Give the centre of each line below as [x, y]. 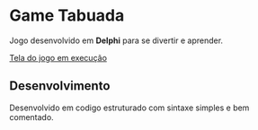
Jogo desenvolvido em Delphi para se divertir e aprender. [116, 40]
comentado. [31, 117]
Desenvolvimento [60, 86]
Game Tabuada [67, 16]
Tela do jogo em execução [58, 57]
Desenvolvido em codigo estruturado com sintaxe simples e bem [129, 108]
